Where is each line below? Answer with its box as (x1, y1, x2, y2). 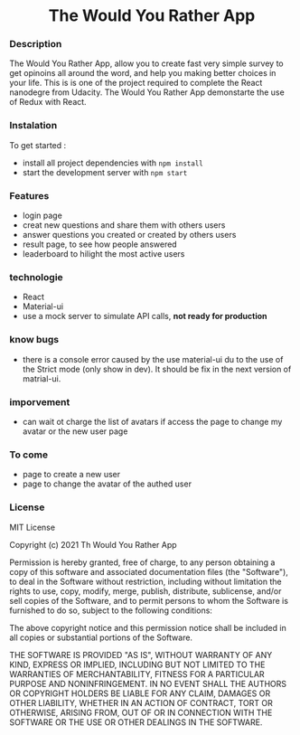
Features (9, 189, 50, 202)
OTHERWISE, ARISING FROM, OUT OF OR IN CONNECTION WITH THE (9, 707, 273, 718)
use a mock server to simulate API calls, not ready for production (22, 311, 268, 322)
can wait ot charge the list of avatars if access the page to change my (22, 416, 283, 427)
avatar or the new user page (22, 426, 128, 437)
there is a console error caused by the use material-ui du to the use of (22, 353, 284, 364)
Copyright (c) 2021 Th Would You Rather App (9, 539, 178, 550)
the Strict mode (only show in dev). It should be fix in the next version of (22, 363, 292, 374)
